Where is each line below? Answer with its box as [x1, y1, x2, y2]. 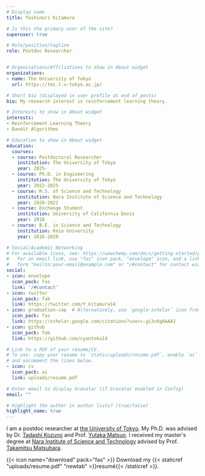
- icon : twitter [6, 290, 48, 296]
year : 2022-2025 [17, 182, 59, 189]
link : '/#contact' [12, 284, 59, 290]
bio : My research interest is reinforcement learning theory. [6, 98, 168, 104]
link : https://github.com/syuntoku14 [12, 335, 108, 342]
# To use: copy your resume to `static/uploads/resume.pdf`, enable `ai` [6, 352, 198, 358]
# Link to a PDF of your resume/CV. [6, 346, 99, 353]
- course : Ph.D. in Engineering [12, 171, 95, 178]
